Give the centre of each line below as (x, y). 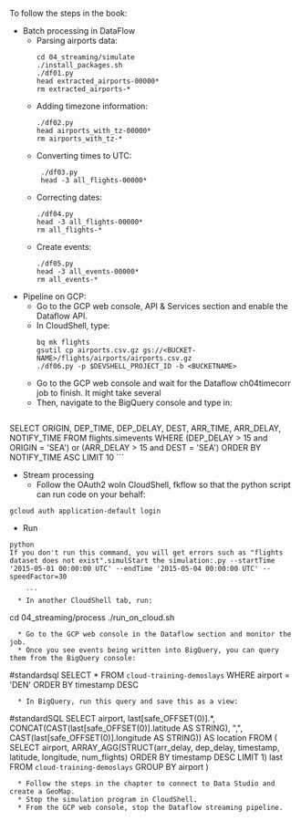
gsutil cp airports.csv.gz (88, 350)
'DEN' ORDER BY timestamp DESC (74, 685)
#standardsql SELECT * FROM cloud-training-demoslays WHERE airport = (150, 675)
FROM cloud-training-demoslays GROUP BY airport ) (109, 767)
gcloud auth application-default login (85, 511)
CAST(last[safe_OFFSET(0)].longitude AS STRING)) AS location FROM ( (144, 738)
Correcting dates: (69, 197)
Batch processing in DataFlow (78, 31)
